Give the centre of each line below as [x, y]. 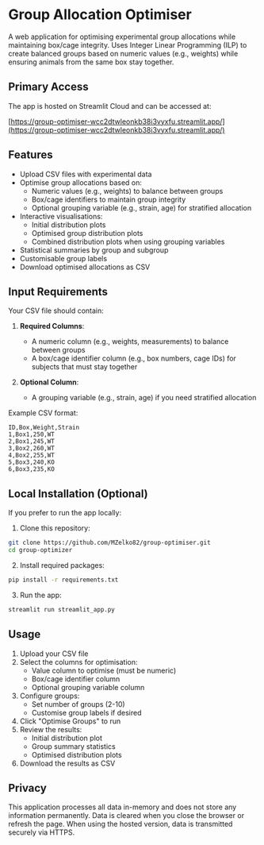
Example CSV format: [43, 413]
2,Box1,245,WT [32, 442]
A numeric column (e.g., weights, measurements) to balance [130, 341]
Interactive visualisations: [61, 216]
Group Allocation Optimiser [100, 15]
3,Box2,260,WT [32, 449]
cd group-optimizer [40, 550]
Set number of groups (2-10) [78, 704]
